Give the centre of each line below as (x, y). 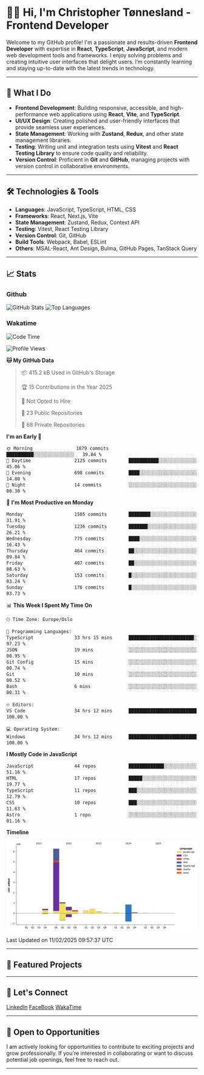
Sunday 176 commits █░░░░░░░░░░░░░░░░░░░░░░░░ (102, 587)
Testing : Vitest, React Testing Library (62, 229)
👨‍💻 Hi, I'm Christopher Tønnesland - (99, 12)
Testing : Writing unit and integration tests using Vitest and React (97, 146)
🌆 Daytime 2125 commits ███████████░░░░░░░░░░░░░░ (102, 460)
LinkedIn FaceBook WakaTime (44, 1007)
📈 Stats (22, 274)
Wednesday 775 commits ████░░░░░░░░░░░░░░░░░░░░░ (102, 539)
